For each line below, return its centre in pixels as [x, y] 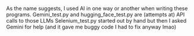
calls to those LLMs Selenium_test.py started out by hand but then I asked [96, 21]
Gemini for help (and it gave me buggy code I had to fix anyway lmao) [91, 27]
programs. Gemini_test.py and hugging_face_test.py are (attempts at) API [96, 15]
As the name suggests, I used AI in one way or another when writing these [97, 8]
